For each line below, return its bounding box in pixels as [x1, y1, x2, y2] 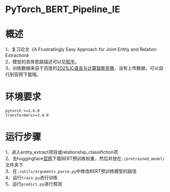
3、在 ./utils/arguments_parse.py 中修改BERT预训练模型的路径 [5, 168, 137, 174]
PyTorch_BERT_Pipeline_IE [5, 4, 121, 15]
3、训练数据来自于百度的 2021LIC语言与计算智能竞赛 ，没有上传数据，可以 [5, 65, 159, 71]
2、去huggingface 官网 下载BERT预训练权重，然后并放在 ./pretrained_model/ [5, 155, 165, 161]
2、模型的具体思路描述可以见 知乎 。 [5, 59, 80, 65]
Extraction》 [5, 52, 29, 59]
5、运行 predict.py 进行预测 [5, 181, 62, 187]
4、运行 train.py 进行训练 [5, 175, 58, 180]
